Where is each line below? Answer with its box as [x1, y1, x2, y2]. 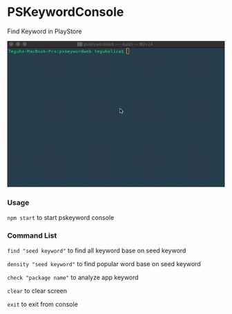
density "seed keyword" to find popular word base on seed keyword [7, 260, 202, 268]
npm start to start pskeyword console [7, 213, 115, 222]
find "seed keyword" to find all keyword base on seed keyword [7, 247, 186, 255]
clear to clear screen [7, 287, 68, 295]
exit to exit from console [7, 300, 78, 308]
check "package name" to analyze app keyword [7, 273, 139, 281]
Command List [7, 230, 57, 240]
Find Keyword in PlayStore [7, 27, 82, 35]
